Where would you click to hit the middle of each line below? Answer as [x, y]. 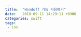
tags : [10, 23]
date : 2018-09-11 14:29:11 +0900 [41, 14]
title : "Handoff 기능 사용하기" [35, 9]
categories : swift [23, 18]
